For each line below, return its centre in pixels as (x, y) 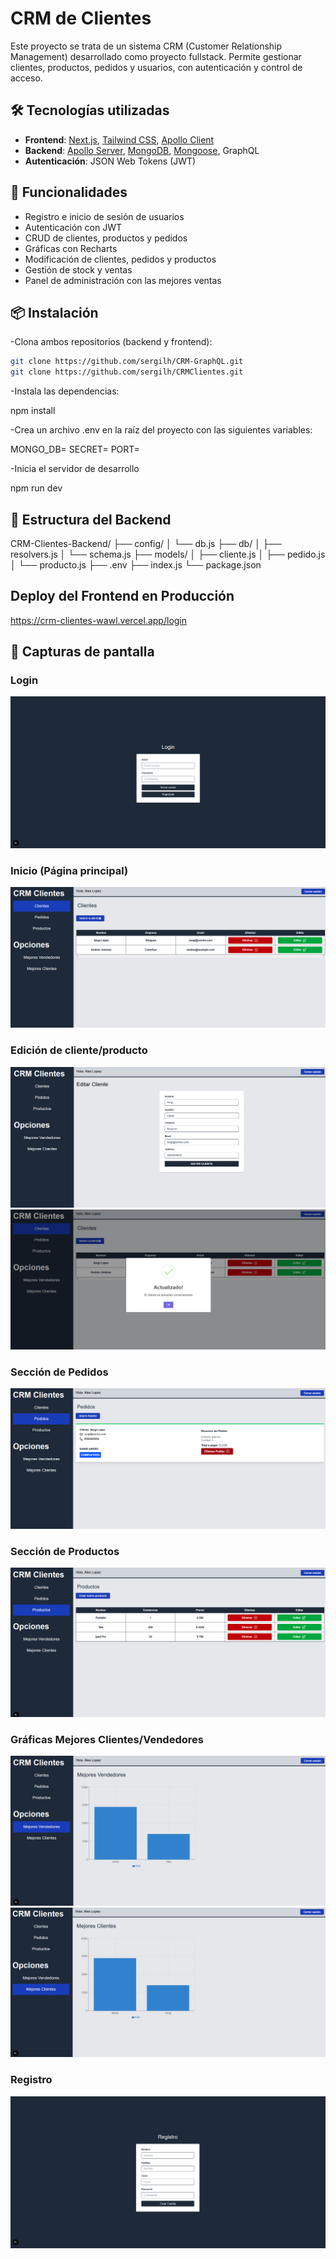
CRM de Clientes (81, 18)
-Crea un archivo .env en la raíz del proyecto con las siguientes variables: (161, 430)
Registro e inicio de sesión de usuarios (104, 216)
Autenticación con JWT (73, 227)
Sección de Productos (65, 1552)
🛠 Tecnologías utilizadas (90, 110)
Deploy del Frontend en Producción (122, 596)
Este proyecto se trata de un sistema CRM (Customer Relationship (146, 46)
